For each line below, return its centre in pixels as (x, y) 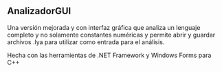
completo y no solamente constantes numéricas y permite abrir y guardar (111, 35)
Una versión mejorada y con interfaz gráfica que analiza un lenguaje (104, 27)
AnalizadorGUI (39, 11)
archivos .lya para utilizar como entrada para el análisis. (86, 42)
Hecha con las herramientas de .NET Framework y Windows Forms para (109, 55)
